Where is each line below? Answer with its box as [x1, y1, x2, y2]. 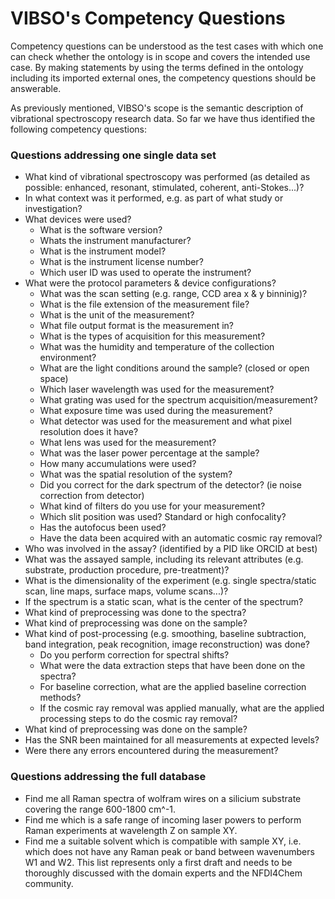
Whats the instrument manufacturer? [39, 235, 192, 247]
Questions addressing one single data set [10, 148, 217, 162]
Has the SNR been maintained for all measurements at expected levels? [24, 734, 320, 746]
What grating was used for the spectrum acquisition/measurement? [39, 394, 318, 406]
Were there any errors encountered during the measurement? [24, 745, 279, 757]
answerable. [10, 82, 62, 94]
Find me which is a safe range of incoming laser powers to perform [24, 813, 302, 826]
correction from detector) [39, 490, 145, 502]
